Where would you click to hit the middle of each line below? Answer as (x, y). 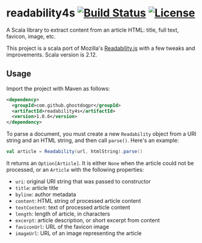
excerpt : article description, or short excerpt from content (87, 220)
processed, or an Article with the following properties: (75, 170)
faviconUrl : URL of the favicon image (62, 227)
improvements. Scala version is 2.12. (52, 54)
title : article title (37, 188)
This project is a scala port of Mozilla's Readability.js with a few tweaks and (101, 48)
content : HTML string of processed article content (78, 201)
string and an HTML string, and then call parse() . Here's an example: (93, 141)
